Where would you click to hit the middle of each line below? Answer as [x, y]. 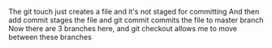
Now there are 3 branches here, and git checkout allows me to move [123, 28]
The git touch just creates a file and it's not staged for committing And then [134, 12]
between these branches [50, 37]
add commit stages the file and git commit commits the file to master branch [136, 20]
